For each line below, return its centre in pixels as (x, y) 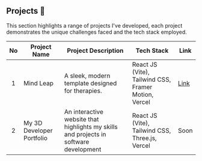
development (83, 149)
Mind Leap (39, 83)
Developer (38, 130)
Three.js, (145, 138)
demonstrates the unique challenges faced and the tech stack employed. (97, 32)
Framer (142, 87)
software (77, 142)
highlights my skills (91, 127)
